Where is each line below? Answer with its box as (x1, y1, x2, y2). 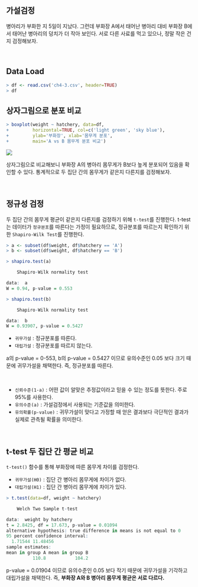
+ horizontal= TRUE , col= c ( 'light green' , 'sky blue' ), (6, 127, 165, 134)
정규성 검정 (6, 199, 44, 209)
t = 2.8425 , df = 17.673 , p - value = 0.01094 (6, 522, 118, 528)
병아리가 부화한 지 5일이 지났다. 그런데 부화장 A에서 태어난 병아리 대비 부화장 (6, 23, 183, 30)
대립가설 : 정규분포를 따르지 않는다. (14, 342, 93, 349)
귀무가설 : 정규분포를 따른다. (14, 335, 77, 342)
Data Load (6, 66, 44, 77)
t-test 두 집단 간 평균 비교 (6, 446, 94, 456)
